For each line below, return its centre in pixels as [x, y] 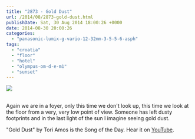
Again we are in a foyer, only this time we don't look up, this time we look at [97, 106]
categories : [21, 34]
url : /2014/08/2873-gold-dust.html [50, 17]
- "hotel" [23, 61]
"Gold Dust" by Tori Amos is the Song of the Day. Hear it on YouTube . [90, 130]
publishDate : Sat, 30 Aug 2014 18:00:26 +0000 [64, 22]
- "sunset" [25, 72]
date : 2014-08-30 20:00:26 [39, 28]
